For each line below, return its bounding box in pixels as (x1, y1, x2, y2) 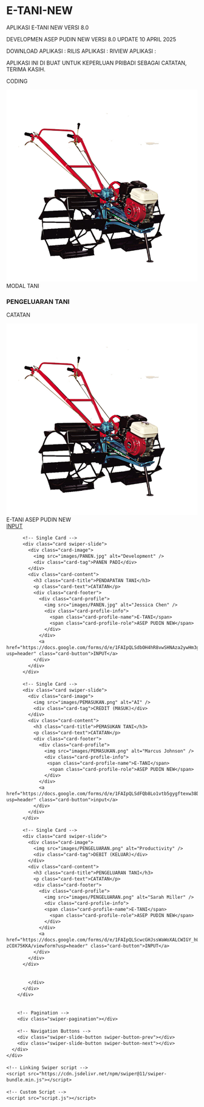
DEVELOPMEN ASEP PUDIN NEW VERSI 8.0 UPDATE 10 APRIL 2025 (6, 35, 176, 43)
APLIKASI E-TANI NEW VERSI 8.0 (6, 24, 89, 31)
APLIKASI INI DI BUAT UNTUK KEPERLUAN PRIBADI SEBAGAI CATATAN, (6, 59, 187, 66)
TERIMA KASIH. (6, 65, 46, 73)
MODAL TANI (6, 282, 39, 289)
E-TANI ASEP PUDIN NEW (6, 516, 71, 524)
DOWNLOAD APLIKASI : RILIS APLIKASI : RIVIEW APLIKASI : (6, 47, 157, 55)
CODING (6, 77, 28, 85)
